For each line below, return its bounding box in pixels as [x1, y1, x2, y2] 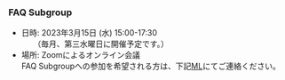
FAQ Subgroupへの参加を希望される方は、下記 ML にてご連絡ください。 [20, 60, 281, 72]
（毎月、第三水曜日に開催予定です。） [36, 38, 170, 50]
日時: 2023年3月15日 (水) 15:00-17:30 [20, 28, 157, 38]
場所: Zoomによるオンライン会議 [20, 50, 141, 60]
